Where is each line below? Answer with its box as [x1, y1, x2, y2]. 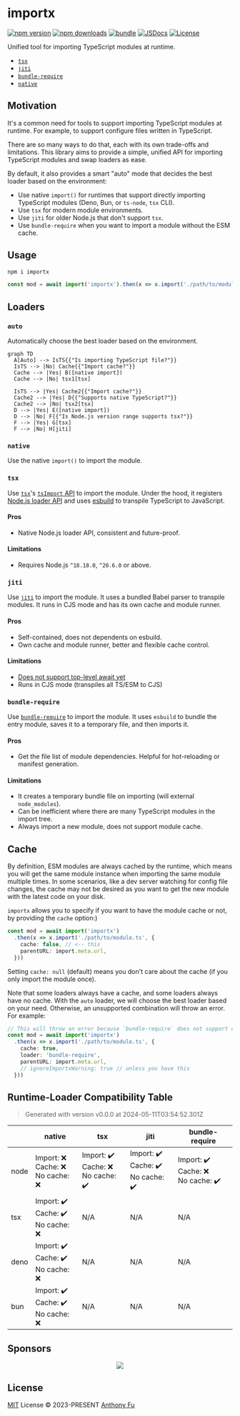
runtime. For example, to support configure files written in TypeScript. [7, 126, 213, 135]
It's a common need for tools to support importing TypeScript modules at [7, 119, 223, 127]
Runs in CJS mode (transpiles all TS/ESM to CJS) [17, 680, 163, 688]
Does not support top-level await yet [17, 673, 126, 681]
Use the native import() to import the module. [7, 456, 143, 465]
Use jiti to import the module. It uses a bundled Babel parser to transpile [7, 593, 225, 601]
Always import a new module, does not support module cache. [17, 823, 203, 831]
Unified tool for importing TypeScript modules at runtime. [7, 42, 176, 51]
